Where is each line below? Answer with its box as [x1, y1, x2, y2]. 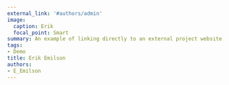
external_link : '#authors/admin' [7, 10, 103, 17]
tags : [7, 42, 23, 49]
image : [7, 16, 26, 23]
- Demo [7, 49, 26, 56]
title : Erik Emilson [7, 55, 67, 62]
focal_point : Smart [13, 29, 69, 36]
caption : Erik [13, 23, 53, 29]
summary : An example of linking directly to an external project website [7, 36, 223, 42]
